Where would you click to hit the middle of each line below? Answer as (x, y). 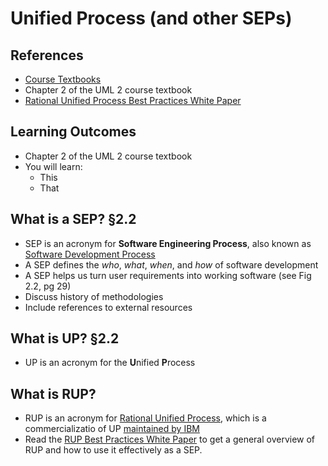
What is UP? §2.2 (65, 338)
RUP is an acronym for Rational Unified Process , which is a (145, 418)
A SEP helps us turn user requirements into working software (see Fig (168, 275)
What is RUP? (53, 393)
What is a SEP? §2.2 (73, 219)
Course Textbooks (63, 79)
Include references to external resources (108, 307)
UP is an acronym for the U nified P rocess (110, 363)
